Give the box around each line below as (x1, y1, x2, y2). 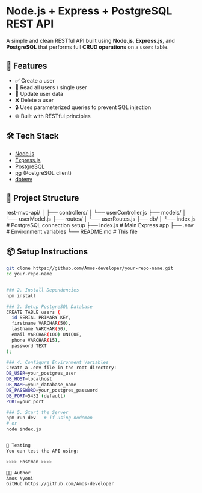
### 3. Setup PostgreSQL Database (6, 303, 93, 310)
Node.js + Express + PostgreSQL (6, 4, 173, 18)
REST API (6, 17, 54, 31)
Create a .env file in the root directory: (6, 365, 117, 371)
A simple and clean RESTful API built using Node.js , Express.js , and (6, 37, 176, 44)
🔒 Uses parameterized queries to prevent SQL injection (14, 104, 151, 111)
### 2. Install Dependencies (6, 287, 79, 293)
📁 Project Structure (6, 193, 79, 203)
